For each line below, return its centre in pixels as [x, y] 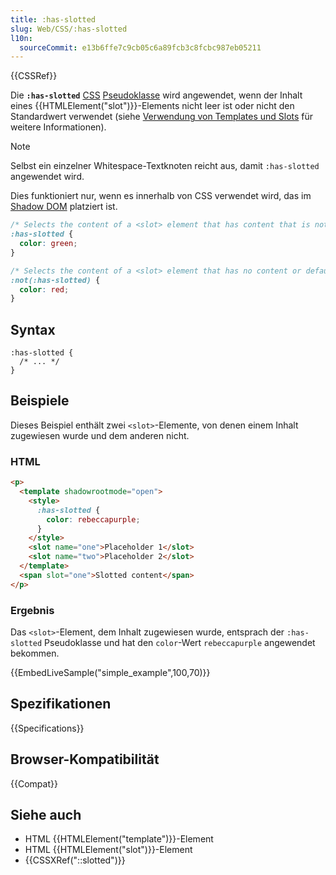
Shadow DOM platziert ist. [64, 207]
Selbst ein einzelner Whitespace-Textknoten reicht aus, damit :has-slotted [165, 166]
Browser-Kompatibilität [85, 759]
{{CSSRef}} [34, 76]
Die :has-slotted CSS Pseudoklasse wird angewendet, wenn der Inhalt [156, 95]
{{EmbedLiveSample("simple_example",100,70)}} [110, 672]
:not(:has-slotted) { [55, 280]
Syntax [33, 329]
